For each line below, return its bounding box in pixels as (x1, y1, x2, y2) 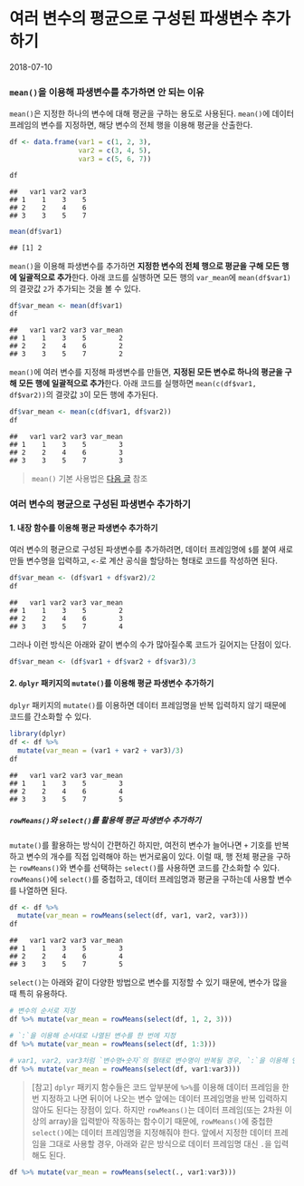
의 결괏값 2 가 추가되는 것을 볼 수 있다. (9, 283, 141, 294)
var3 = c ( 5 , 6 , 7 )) (78, 154, 152, 163)
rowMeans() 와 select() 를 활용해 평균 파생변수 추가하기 (9, 815, 202, 826)
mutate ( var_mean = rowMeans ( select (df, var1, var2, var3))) (17, 911, 249, 920)
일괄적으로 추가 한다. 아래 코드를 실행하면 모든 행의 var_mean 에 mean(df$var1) (18, 271, 291, 282)
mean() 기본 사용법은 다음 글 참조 (31, 473, 148, 484)
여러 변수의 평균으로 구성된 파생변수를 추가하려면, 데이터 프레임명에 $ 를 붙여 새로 (9, 544, 294, 555)
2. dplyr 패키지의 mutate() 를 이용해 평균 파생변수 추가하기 (9, 677, 214, 689)
